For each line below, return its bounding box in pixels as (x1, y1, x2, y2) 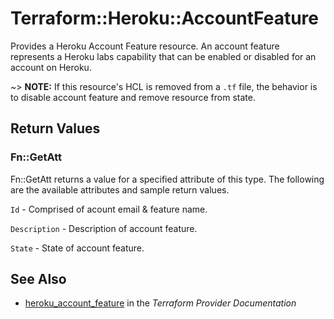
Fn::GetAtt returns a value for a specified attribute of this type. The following (10, 173, 325, 185)
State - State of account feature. (10, 242, 145, 254)
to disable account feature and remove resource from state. (10, 91, 256, 103)
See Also (10, 271, 67, 288)
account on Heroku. (10, 61, 92, 73)
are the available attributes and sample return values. (10, 183, 230, 196)
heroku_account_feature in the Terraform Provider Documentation (24, 297, 297, 309)
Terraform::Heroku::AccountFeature (10, 7, 319, 30)
